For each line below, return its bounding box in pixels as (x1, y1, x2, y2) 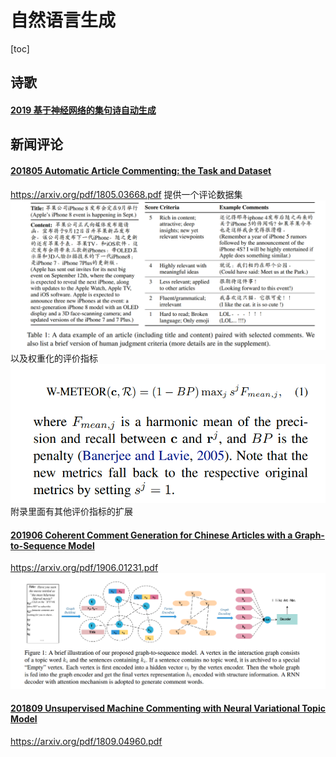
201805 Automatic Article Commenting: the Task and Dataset (10, 164, 272, 176)
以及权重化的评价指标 (10, 352, 98, 364)
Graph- (294, 529, 325, 541)
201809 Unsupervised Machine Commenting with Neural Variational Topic (10, 702, 326, 715)
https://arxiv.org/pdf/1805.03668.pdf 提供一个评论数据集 (10, 188, 243, 200)
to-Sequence (10, 539, 67, 551)
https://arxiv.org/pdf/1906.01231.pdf (10, 562, 159, 574)
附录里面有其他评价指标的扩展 (10, 505, 133, 517)
